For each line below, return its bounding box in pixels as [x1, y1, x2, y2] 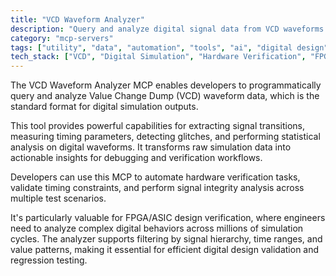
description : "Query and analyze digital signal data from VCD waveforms [10, 24, 325, 34]
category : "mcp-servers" [10, 33, 114, 43]
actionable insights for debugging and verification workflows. [10, 152, 263, 164]
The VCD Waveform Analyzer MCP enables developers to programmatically [10, 79, 322, 91]
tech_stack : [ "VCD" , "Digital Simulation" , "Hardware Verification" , [10, 52, 307, 62]
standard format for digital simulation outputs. [10, 101, 199, 113]
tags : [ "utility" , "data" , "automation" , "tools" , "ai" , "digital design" [10, 42, 329, 53]
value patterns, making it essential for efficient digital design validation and [10, 244, 320, 256]
